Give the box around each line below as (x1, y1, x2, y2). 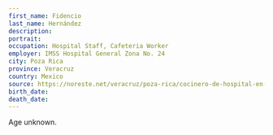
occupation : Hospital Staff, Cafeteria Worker (8, 42, 169, 50)
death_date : (8, 95, 49, 103)
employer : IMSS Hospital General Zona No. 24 (8, 50, 165, 58)
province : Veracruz (8, 65, 75, 73)
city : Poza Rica (8, 58, 63, 66)
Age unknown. (8, 117, 57, 127)
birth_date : (8, 87, 49, 96)
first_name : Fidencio (8, 11, 82, 20)
